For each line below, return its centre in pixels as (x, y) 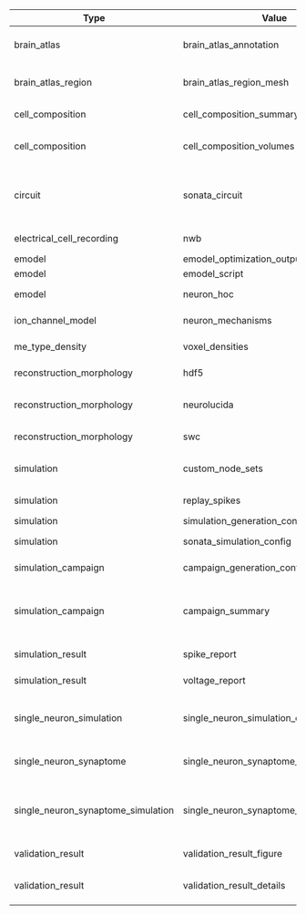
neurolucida (208, 405)
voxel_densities (215, 347)
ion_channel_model (56, 320)
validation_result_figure (232, 853)
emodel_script (213, 274)
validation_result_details (234, 885)
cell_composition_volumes (239, 146)
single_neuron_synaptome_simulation (94, 810)
